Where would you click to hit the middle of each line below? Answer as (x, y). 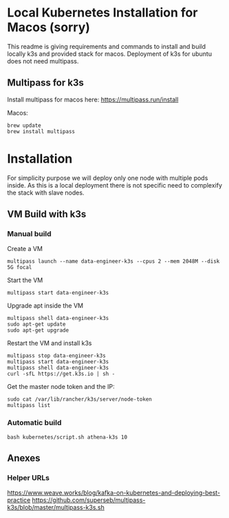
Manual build (29, 234)
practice (19, 500)
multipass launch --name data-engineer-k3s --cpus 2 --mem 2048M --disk (113, 261)
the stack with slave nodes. (46, 192)
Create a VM (25, 249)
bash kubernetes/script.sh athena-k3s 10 (67, 437)
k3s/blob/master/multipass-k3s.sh (56, 508)
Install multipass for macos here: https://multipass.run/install (93, 99)
